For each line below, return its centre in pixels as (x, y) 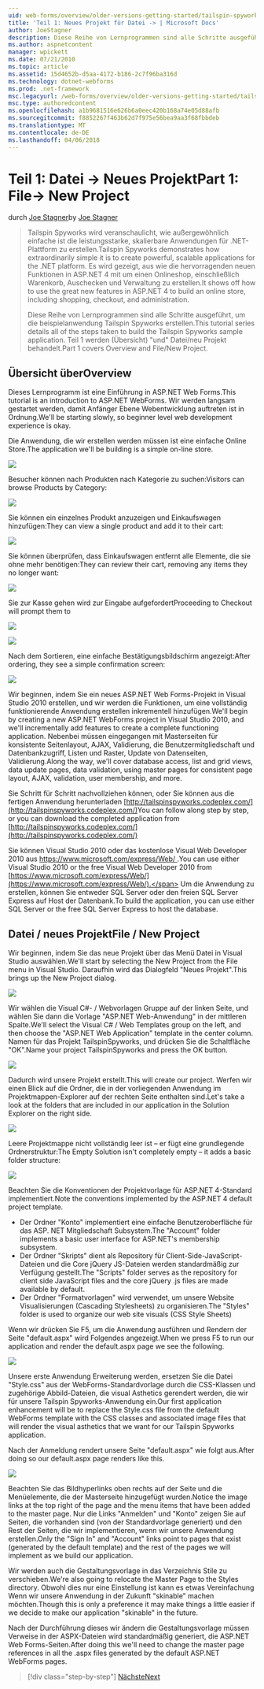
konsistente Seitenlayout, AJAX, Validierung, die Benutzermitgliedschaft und (132, 744)
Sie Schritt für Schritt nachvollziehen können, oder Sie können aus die (121, 793)
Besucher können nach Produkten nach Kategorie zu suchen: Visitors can (126, 479)
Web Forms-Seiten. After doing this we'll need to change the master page (126, 1645)
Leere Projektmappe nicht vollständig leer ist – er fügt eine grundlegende (126, 1144)
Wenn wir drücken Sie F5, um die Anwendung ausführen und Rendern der (128, 1330)
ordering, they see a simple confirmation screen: (87, 664)
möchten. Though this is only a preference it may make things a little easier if (132, 1605)
